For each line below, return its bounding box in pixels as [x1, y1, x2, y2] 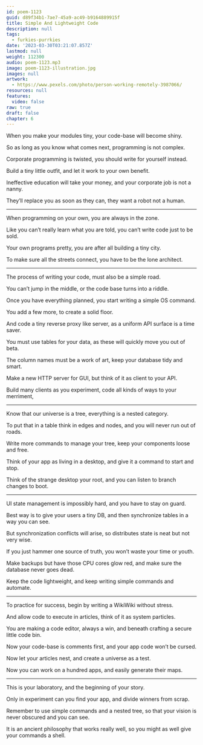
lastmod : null [6, 48, 42, 54]
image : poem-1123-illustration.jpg [6, 65, 96, 71]
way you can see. [6, 518, 50, 526]
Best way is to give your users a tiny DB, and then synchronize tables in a [6, 512, 188, 519]
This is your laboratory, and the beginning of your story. [6, 684, 145, 691]
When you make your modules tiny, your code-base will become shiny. [6, 132, 182, 140]
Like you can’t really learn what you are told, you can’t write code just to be [6, 226, 193, 233]
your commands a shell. [6, 732, 66, 739]
